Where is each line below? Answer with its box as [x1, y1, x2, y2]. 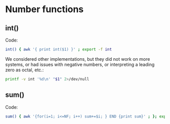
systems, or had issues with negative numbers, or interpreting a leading [5, 61, 155, 67]
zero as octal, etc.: [5, 67, 44, 73]
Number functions [5, 4, 84, 15]
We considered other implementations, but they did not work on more [5, 56, 150, 62]
